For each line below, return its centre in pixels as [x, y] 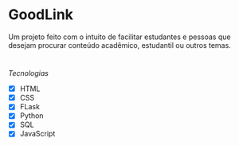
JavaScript [37, 134]
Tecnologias [29, 73]
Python [31, 116]
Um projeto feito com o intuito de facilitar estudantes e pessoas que [119, 37]
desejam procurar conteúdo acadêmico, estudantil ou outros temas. [119, 45]
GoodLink [41, 15]
